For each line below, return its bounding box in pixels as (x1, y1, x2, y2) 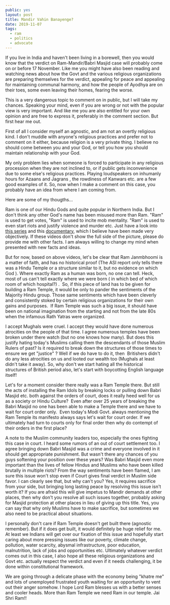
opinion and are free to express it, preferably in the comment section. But (5, 113, 158, 119)
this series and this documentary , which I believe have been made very (5, 228, 154, 234)
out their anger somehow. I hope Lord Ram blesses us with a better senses (5, 584, 161, 590)
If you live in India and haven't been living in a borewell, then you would (5, 54, 154, 60)
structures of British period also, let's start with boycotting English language (5, 367, 164, 373)
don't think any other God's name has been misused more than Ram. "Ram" (5, 211, 163, 218)
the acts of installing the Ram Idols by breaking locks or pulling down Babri (5, 387, 161, 393)
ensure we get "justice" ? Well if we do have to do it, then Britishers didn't (5, 350, 160, 356)
